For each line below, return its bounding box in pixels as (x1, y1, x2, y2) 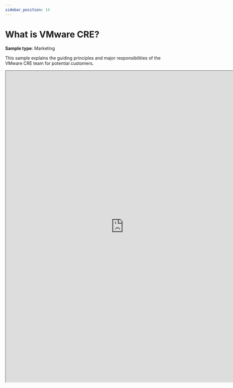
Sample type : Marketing (5, 45, 55, 51)
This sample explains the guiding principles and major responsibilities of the (5, 55, 161, 61)
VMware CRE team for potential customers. (5, 60, 94, 66)
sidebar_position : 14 (5, 7, 50, 12)
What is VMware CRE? (5, 28, 100, 40)
